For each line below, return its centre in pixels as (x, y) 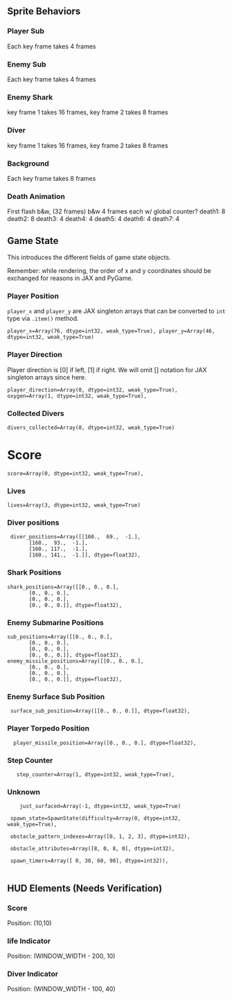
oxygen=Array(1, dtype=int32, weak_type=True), (77, 396)
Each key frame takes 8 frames (52, 178)
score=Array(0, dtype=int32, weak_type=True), (75, 473)
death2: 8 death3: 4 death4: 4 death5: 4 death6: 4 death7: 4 (93, 219)
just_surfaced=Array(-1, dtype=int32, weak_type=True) (100, 807)
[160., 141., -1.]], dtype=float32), (84, 555)
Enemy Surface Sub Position (56, 696)
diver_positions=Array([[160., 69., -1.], (75, 537)
